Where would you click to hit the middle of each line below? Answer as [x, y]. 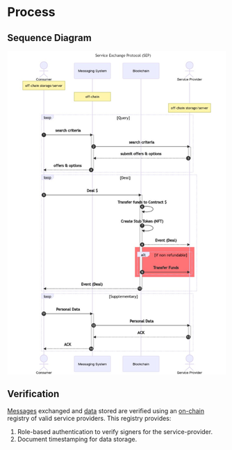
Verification [33, 394]
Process [31, 12]
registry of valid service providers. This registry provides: [89, 418]
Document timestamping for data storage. [77, 439]
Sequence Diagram [49, 38]
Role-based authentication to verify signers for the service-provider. [115, 431]
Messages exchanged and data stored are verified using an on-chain [106, 410]
